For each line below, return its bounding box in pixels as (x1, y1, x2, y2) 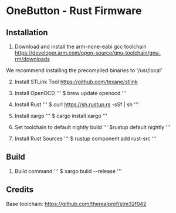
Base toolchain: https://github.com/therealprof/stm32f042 (6, 200, 147, 207)
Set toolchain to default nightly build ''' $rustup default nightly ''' (14, 124, 171, 130)
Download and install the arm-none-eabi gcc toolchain (14, 43, 147, 50)
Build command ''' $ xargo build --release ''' (14, 167, 122, 174)
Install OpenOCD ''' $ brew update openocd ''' (14, 90, 127, 96)
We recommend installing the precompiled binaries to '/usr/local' (6, 67, 163, 74)
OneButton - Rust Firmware (6, 4, 142, 18)
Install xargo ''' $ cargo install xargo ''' (14, 113, 107, 119)
